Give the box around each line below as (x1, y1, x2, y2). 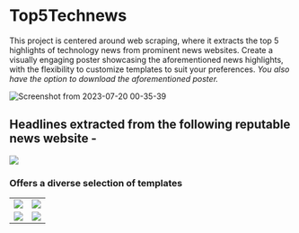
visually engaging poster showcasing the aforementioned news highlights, (9, 54, 285, 65)
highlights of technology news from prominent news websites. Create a (9, 44, 274, 55)
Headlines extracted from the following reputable (9, 117, 291, 132)
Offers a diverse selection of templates (9, 176, 182, 189)
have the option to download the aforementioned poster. (9, 73, 218, 84)
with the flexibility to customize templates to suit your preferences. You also (9, 64, 290, 75)
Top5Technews (9, 5, 128, 26)
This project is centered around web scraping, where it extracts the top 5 (9, 35, 279, 46)
